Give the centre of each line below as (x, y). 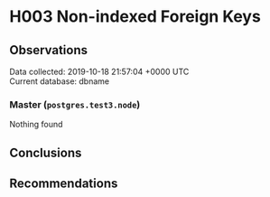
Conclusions (46, 152)
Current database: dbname (60, 81)
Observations (49, 50)
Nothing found (36, 125)
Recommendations (64, 184)
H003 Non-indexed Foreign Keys (135, 17)
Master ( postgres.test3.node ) (75, 104)
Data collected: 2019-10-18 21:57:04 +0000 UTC (99, 71)
